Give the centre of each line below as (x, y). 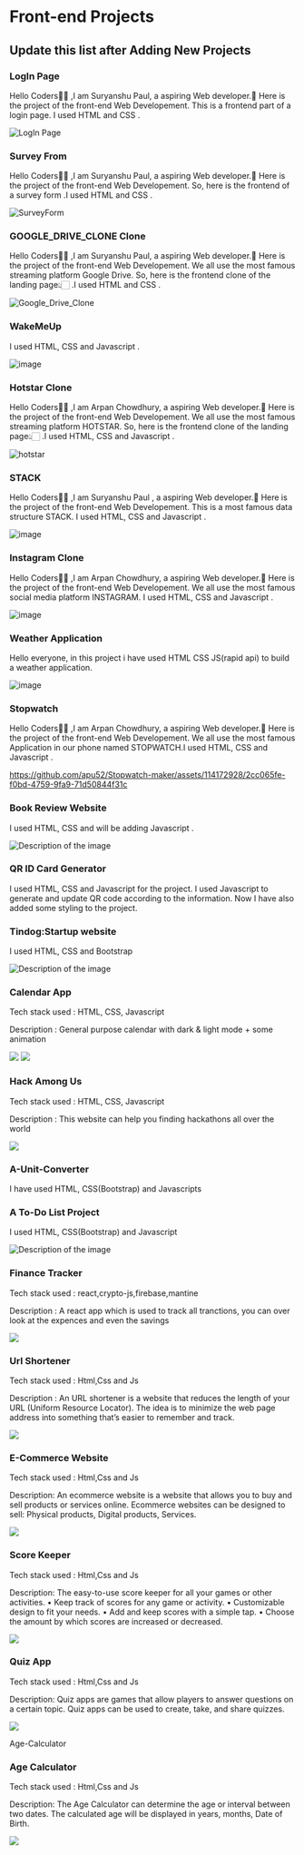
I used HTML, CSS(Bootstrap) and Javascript (93, 1232)
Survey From (39, 156)
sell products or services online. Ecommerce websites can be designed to (147, 1505)
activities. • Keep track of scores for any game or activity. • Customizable (147, 1602)
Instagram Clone (47, 558)
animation (28, 1039)
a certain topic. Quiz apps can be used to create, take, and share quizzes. (147, 1709)
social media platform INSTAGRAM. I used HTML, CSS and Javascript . (142, 597)
